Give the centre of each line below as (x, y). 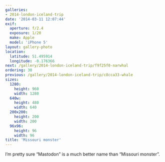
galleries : (16, 10)
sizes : (12, 79)
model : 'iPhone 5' (29, 42)
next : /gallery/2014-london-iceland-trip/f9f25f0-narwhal (67, 65)
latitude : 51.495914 (31, 56)
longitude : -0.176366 (32, 61)
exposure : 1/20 (25, 33)
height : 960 (26, 89)
